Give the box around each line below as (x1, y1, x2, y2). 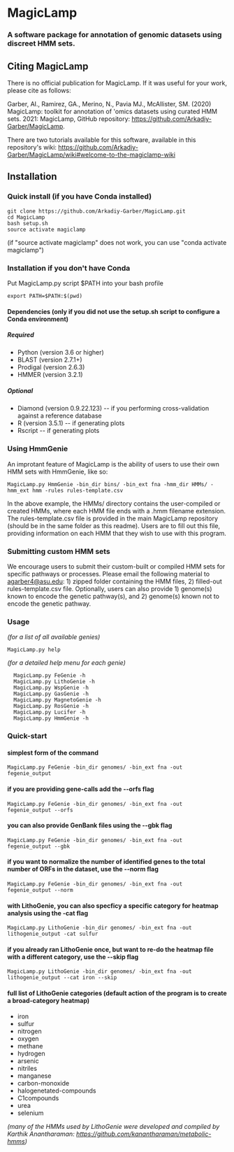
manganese (17, 1072, 52, 1080)
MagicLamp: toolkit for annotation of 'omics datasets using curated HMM (7, 107, 218, 115)
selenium (17, 1109, 44, 1117)
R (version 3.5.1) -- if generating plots (17, 419, 125, 427)
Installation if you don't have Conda (7, 263, 131, 273)
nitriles (17, 1064, 37, 1072)
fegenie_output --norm (7, 887, 73, 894)
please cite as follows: (7, 86, 71, 94)
